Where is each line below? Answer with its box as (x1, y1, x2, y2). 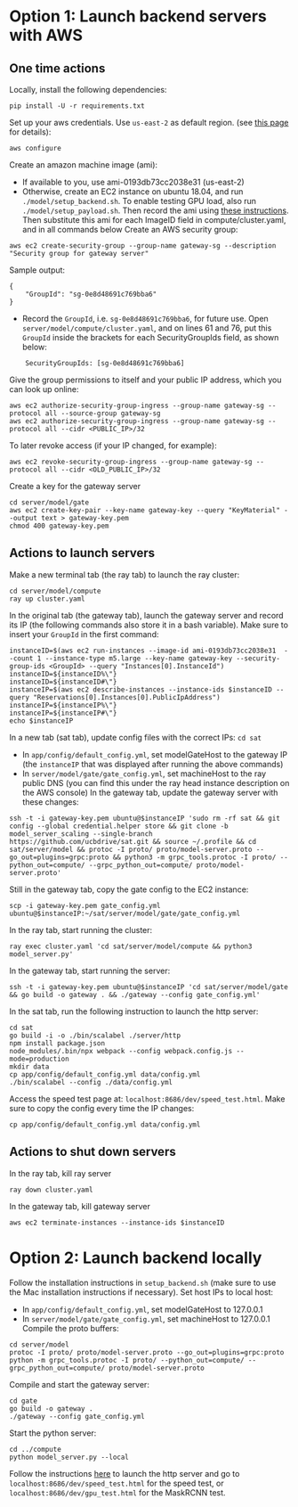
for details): (9, 127, 52, 137)
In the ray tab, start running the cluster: (9, 924, 153, 935)
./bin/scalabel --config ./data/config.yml (9, 1077, 173, 1086)
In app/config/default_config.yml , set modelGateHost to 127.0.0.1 (21, 1304, 263, 1315)
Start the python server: (9, 1428, 97, 1438)
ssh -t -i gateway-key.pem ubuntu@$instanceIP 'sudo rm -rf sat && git (9, 814, 280, 823)
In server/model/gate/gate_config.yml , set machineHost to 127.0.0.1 (21, 1313, 270, 1324)
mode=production (9, 1054, 69, 1063)
